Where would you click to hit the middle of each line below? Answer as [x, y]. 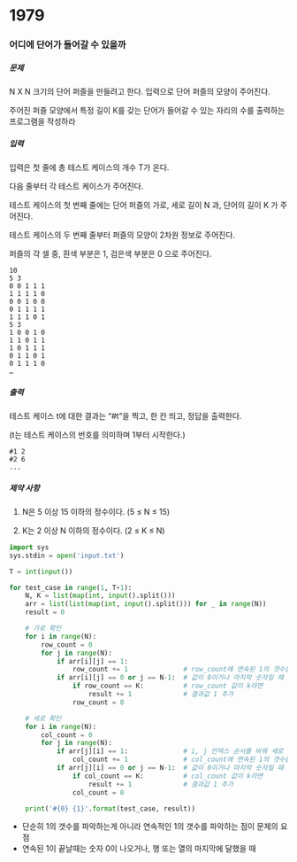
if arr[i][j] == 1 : [92, 661]
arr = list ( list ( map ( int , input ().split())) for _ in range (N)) [146, 604]
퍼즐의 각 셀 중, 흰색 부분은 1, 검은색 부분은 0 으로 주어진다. [110, 254]
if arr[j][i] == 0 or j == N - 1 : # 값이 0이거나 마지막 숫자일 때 [170, 768]
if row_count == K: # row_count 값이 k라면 [168, 686]
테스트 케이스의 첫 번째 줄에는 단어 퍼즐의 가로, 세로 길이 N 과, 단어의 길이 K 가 [144, 206]
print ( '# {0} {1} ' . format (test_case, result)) [110, 808]
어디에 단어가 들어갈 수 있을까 [68, 45]
